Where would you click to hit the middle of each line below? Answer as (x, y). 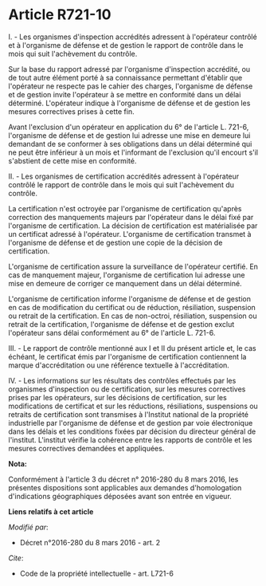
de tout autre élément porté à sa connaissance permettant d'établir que (125, 77)
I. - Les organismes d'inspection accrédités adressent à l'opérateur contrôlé (133, 37)
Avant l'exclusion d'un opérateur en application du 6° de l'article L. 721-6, (129, 127)
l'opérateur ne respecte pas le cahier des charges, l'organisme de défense (131, 86)
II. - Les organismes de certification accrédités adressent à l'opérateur (124, 176)
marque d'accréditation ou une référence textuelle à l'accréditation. (119, 365)
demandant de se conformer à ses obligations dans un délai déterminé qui (130, 144)
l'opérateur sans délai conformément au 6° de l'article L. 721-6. (112, 332)
